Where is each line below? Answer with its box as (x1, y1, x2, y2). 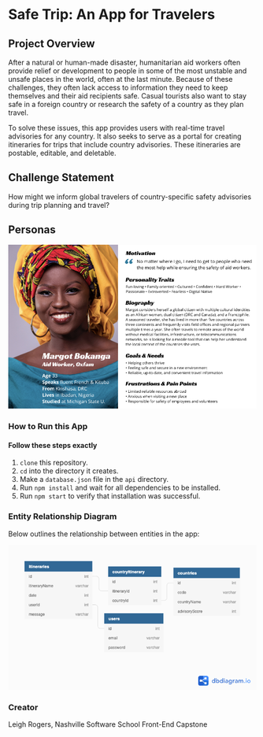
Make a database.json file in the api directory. (19, 475, 169, 484)
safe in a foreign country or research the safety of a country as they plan (8, 100, 244, 109)
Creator (8, 702, 39, 713)
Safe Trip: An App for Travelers (8, 6, 216, 24)
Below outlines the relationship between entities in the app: (8, 529, 200, 539)
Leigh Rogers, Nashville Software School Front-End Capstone (8, 720, 208, 729)
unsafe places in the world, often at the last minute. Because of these (8, 75, 233, 83)
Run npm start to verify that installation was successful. (19, 491, 201, 501)
